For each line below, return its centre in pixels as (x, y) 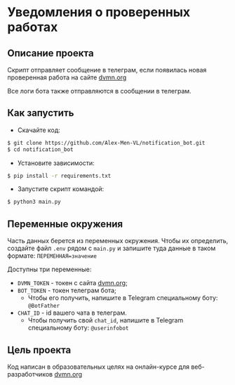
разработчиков (30, 374)
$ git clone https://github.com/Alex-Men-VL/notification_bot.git (106, 143)
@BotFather (44, 306)
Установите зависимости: (56, 163)
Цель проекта (39, 350)
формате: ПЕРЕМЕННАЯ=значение (52, 256)
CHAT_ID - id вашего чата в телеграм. (72, 313)
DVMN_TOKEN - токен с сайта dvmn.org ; (72, 283)
